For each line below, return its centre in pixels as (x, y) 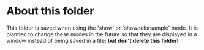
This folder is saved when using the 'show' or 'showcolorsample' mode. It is (102, 28)
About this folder (50, 11)
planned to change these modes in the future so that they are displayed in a (102, 34)
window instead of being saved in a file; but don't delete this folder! (93, 40)
